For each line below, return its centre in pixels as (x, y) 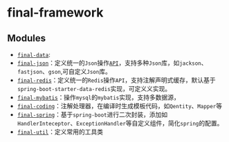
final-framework (55, 13)
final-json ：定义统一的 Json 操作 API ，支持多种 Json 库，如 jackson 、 (112, 63)
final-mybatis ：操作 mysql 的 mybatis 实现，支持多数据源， (98, 97)
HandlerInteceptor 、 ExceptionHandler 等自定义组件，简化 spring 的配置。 (120, 123)
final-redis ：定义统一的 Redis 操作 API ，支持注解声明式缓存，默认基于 (116, 80)
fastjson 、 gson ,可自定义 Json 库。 (64, 71)
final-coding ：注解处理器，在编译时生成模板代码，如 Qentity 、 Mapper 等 (120, 106)
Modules (27, 38)
